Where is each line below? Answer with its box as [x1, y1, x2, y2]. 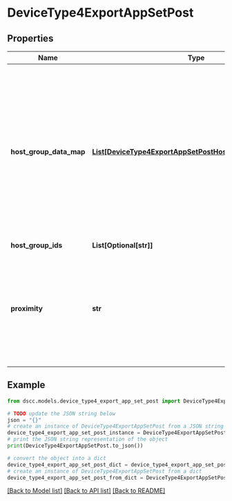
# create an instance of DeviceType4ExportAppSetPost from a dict [7, 468, 202, 475]
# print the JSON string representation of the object [7, 436, 168, 443]
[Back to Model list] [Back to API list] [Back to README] [7, 486, 166, 495]
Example [7, 379, 46, 391]
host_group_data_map [10, 147, 86, 157]
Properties [7, 33, 54, 44]
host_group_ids [10, 240, 63, 250]
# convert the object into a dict [7, 455, 107, 462]
